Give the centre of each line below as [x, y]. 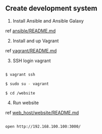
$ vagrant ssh [20, 74]
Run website [26, 103]
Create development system [52, 8]
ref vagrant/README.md [31, 50]
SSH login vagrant [32, 61]
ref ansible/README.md [31, 31]
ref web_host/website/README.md [42, 113]
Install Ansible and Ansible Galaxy [48, 21]
